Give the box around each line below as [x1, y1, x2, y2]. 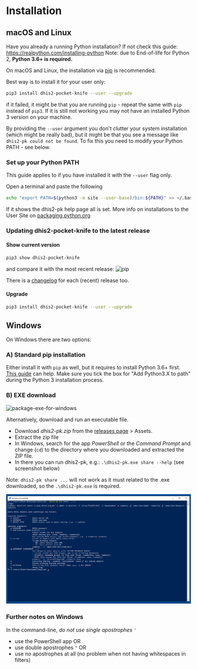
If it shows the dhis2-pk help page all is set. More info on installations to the [6, 206, 189, 213]
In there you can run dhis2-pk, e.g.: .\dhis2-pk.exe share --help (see [14, 458, 185, 465]
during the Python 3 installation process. [6, 376, 104, 384]
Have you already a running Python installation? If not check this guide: [6, 43, 178, 50]
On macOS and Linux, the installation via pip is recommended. [6, 67, 157, 74]
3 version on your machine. [6, 113, 72, 120]
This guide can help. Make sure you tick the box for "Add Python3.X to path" [6, 370, 191, 377]
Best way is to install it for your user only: [6, 78, 106, 85]
